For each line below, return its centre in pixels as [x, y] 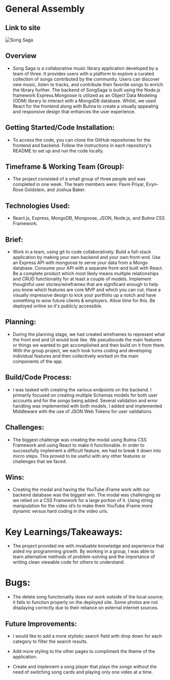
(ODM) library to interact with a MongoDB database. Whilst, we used [84, 100]
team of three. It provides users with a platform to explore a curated [83, 73]
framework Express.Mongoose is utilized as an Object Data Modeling [85, 95]
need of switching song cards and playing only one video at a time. [83, 672]
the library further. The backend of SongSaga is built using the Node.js [87, 90]
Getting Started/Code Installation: [60, 128]
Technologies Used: [38, 206]
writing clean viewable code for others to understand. [69, 562]
